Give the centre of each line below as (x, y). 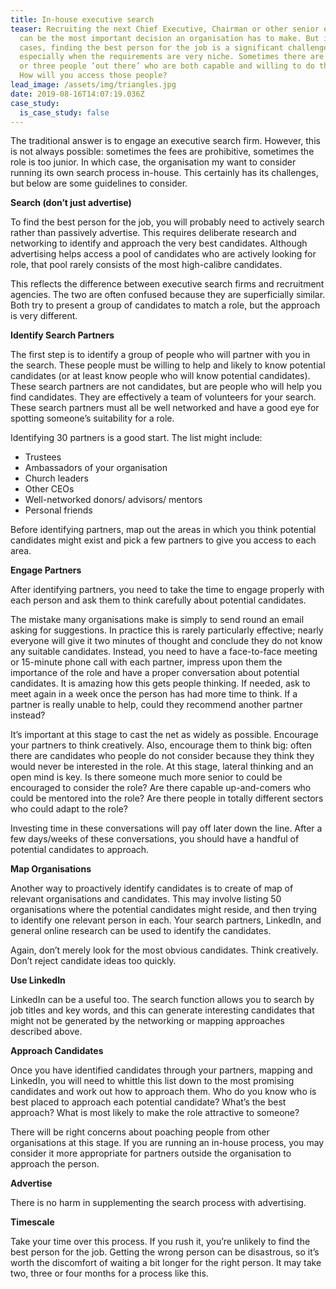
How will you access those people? (93, 76)
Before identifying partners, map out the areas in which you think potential (163, 530)
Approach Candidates (57, 1051)
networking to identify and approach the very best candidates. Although (159, 243)
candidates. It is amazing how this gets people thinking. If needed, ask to (160, 683)
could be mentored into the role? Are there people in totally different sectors (167, 798)
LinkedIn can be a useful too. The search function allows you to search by (162, 1000)
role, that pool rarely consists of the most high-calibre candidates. (146, 265)
